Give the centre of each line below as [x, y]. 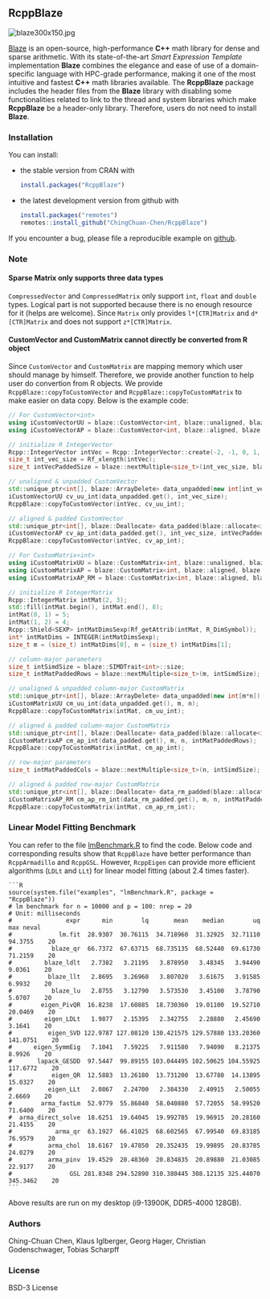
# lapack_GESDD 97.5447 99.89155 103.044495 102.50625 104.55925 [135, 1061]
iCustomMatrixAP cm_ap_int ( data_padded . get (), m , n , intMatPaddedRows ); [133, 740]
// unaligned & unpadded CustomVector [73, 481]
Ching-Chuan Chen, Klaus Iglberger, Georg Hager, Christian [107, 1241]
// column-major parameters [55, 659]
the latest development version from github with [99, 200]
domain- [245, 65]
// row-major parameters [50, 763]
